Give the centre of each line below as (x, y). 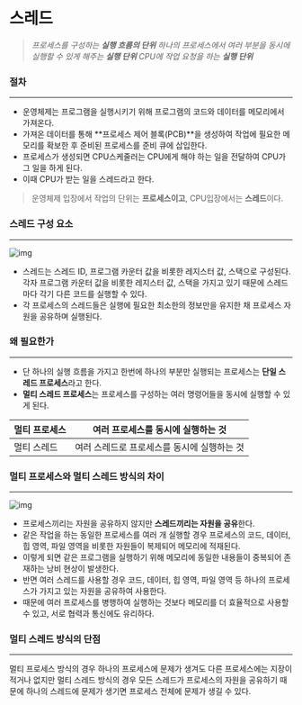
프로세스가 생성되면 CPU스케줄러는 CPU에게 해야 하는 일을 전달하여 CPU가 (154, 157)
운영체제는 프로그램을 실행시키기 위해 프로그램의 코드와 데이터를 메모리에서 (153, 112)
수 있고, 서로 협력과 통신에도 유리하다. (88, 614)
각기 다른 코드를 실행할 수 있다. (93, 294)
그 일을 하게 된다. (52, 168)
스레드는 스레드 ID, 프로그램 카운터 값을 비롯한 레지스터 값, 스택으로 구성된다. (156, 271)
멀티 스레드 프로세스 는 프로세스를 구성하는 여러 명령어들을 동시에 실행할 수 (151, 393)
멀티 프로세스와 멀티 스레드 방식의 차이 (87, 476)
